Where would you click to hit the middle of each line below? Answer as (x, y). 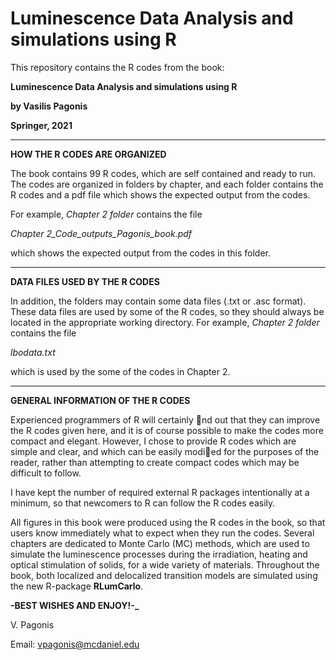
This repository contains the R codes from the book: (117, 67)
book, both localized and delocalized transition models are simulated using (164, 575)
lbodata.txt (33, 352)
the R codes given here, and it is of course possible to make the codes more (167, 430)
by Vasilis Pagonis (49, 106)
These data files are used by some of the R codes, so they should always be (167, 311)
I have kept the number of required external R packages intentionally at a (160, 492)
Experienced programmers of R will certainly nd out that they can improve (165, 419)
